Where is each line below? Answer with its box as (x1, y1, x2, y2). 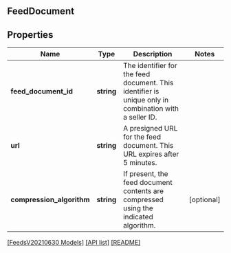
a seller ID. (122, 113, 157, 122)
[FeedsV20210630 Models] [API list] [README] (7, 239, 141, 247)
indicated (122, 212, 153, 222)
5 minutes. (122, 158, 157, 168)
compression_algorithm (10, 195, 91, 205)
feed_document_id (10, 87, 74, 96)
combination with (122, 104, 179, 113)
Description (133, 49, 173, 59)
